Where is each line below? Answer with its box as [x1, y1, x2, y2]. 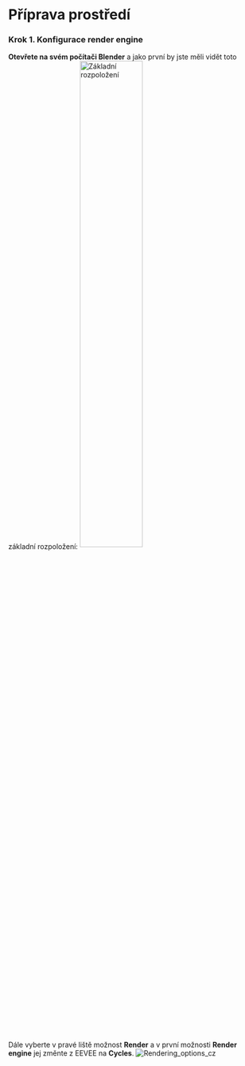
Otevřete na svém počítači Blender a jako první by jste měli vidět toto [8, 52, 237, 61]
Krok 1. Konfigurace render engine [8, 34, 143, 45]
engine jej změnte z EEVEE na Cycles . [8, 1048, 134, 1058]
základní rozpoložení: [8, 542, 78, 551]
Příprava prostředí [8, 6, 131, 24]
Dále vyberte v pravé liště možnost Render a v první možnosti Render [8, 1040, 237, 1050]
